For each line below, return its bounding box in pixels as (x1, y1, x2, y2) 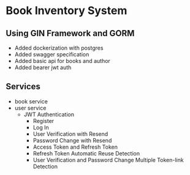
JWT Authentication (23, 111, 75, 118)
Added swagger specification (14, 51, 89, 58)
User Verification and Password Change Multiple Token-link (32, 156, 184, 163)
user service (14, 104, 47, 111)
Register (32, 117, 55, 124)
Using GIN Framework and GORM (6, 28, 135, 39)
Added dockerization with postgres (14, 44, 104, 51)
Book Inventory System (6, 4, 127, 18)
